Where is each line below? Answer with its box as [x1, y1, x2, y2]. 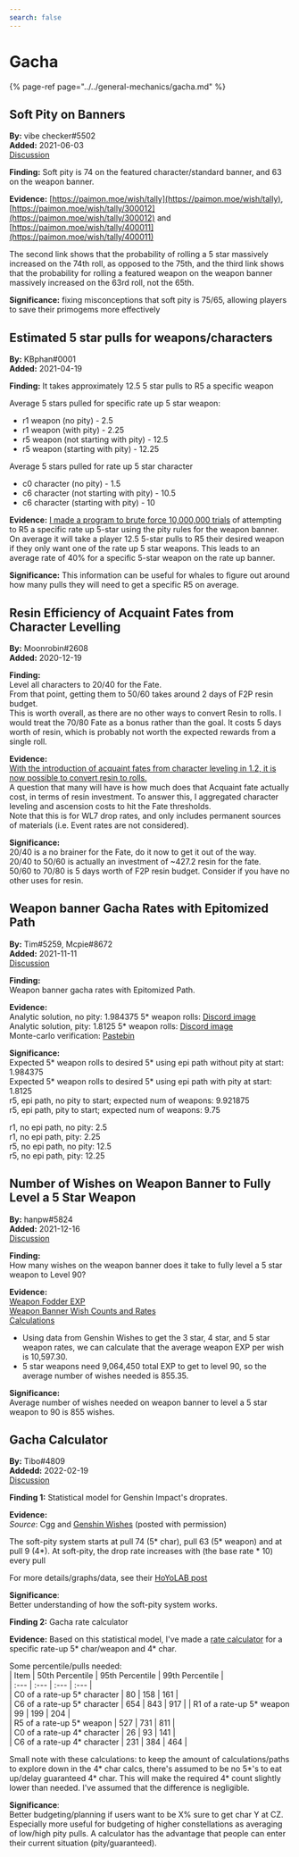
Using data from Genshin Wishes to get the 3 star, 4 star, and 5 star [21, 1332, 270, 1343]
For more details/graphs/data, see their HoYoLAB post [9, 1573, 208, 1584]
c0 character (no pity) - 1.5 [21, 479, 121, 489]
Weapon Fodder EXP [9, 1296, 86, 1307]
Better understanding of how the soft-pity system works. [9, 1600, 218, 1610]
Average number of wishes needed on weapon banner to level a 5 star [9, 1397, 268, 1408]
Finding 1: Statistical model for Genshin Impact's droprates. [9, 1493, 228, 1503]
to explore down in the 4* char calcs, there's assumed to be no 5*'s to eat [9, 1763, 283, 1774]
